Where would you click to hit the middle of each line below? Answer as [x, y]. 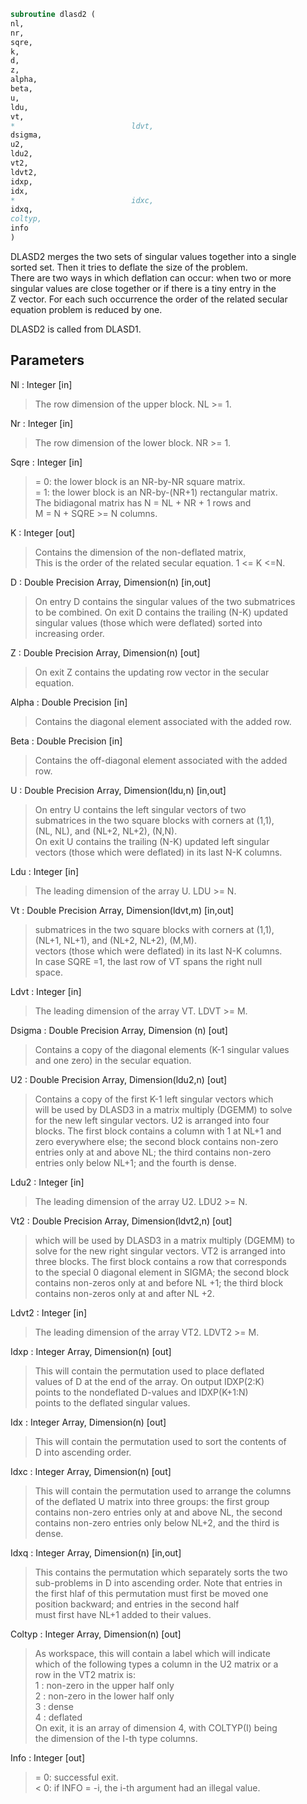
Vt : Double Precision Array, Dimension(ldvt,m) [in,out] [122, 910]
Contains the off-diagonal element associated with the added [161, 760]
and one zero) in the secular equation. [113, 1060]
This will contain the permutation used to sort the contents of [160, 1441]
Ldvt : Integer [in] [46, 991]
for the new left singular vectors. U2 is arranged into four [152, 1120]
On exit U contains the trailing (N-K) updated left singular [152, 841]
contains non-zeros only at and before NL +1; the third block [159, 1282]
